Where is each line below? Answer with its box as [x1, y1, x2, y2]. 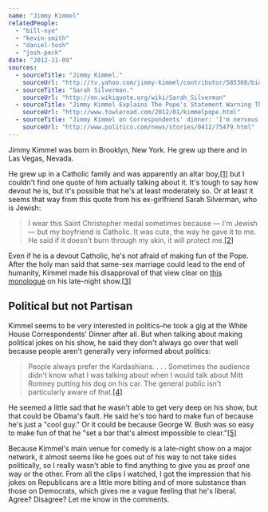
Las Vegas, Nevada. [8, 153, 74, 163]
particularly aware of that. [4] [27, 387, 123, 396]
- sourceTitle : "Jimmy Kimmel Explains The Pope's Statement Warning [15, 101, 251, 109]
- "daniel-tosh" [15, 42, 69, 50]
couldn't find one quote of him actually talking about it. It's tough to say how [8, 177, 258, 187]
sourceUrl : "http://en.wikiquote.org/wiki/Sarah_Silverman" [22, 93, 227, 101]
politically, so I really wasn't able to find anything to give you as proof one [8, 460, 250, 470]
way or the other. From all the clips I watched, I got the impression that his [8, 469, 251, 478]
